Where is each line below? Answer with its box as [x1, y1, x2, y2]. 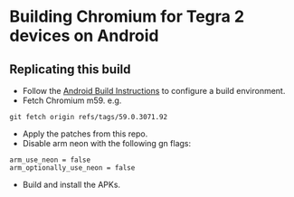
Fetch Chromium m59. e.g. [22, 95, 122, 106]
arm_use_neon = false [9, 155, 91, 164]
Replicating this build [9, 61, 131, 77]
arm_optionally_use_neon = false [9, 164, 136, 173]
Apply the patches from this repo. [22, 128, 148, 139]
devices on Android [9, 25, 160, 46]
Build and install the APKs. [22, 179, 120, 190]
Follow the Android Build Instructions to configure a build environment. [22, 86, 286, 96]
